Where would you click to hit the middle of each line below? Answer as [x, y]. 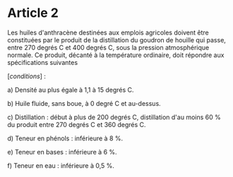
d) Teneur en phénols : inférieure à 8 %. [65, 138]
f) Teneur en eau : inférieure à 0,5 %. [61, 165]
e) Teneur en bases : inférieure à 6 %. [62, 152]
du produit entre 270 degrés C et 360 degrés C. [77, 124]
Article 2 [33, 13]
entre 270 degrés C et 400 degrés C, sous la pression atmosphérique [108, 47]
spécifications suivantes [43, 62]
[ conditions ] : [26, 76]
